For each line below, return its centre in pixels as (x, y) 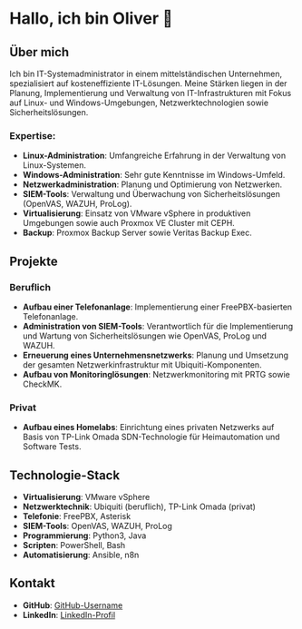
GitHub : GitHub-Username (73, 605)
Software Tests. (52, 447)
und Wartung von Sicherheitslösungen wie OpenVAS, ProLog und (145, 336)
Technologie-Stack (65, 475)
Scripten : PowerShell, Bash (74, 545)
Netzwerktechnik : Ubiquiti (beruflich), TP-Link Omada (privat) (139, 506)
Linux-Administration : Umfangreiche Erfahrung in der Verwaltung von (154, 156)
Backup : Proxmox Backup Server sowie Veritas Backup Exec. (137, 233)
